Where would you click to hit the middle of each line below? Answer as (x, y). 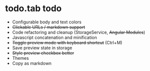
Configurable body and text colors (47, 22)
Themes (21, 58)
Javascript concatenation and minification (54, 37)
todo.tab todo (34, 9)
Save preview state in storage (42, 48)
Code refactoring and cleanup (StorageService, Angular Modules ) (79, 32)
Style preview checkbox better (43, 53)
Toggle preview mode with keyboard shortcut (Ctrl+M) (67, 42)
